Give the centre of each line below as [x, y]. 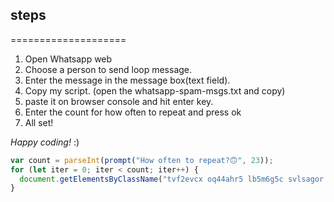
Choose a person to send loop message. [108, 69]
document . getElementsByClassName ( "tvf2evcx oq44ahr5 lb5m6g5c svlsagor [172, 179]
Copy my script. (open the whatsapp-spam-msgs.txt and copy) [155, 90]
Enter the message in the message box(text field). [127, 80]
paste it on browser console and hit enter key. [119, 101]
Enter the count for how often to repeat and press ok [133, 112]
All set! [39, 122]
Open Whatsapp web [68, 59]
